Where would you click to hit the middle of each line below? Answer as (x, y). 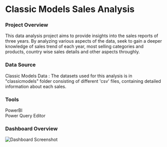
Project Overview (27, 25)
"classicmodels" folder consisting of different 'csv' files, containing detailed (83, 81)
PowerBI (14, 110)
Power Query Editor (25, 116)
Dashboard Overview (31, 129)
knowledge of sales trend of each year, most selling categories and (74, 47)
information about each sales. (36, 86)
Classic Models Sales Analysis (70, 9)
